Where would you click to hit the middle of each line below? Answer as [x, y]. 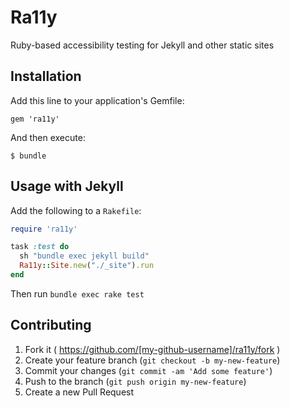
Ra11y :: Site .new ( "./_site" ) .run [87, 266]
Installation [46, 76]
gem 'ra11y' [35, 119]
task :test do [40, 247]
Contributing [51, 325]
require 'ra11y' [44, 229]
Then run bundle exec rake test [77, 293]
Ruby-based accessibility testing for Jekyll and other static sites [142, 45]
